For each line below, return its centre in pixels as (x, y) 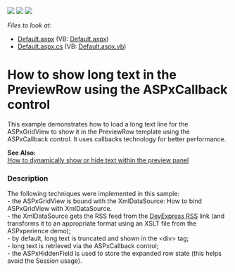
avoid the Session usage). (45, 261)
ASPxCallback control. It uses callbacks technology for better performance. (117, 139)
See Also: (22, 153)
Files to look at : (30, 25)
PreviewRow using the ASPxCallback (118, 90)
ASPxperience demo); (39, 231)
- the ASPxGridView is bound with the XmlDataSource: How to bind (105, 201)
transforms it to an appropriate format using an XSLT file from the (102, 224)
